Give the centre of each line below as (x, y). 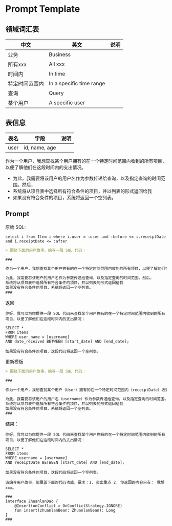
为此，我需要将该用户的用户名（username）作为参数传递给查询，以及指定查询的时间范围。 (87, 399)
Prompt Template (43, 9)
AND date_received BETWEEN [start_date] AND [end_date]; (67, 341)
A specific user (67, 102)
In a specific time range (77, 83)
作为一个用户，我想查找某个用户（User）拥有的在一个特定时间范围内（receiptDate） (83, 390)
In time (57, 74)
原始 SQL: (16, 227)
